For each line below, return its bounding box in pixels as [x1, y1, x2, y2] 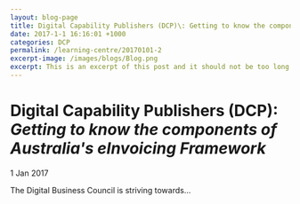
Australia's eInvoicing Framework [10, 138, 266, 159]
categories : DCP [10, 37, 70, 47]
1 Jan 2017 [10, 168, 49, 178]
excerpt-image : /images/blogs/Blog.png [10, 54, 158, 63]
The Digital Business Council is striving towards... [10, 184, 191, 195]
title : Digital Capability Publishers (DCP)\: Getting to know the [10, 21, 266, 30]
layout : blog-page [10, 12, 78, 22]
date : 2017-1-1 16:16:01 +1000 [10, 29, 126, 38]
